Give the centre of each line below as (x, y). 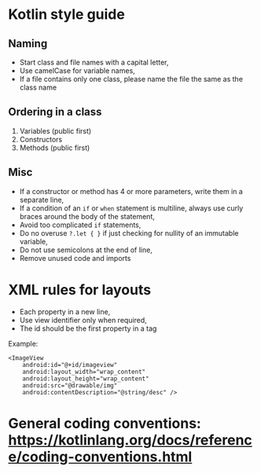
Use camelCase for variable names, (77, 71)
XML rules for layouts (80, 290)
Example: (23, 343)
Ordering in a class (55, 112)
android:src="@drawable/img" (70, 385)
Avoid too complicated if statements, (80, 225)
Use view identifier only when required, (83, 320)
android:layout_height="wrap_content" (86, 379)
